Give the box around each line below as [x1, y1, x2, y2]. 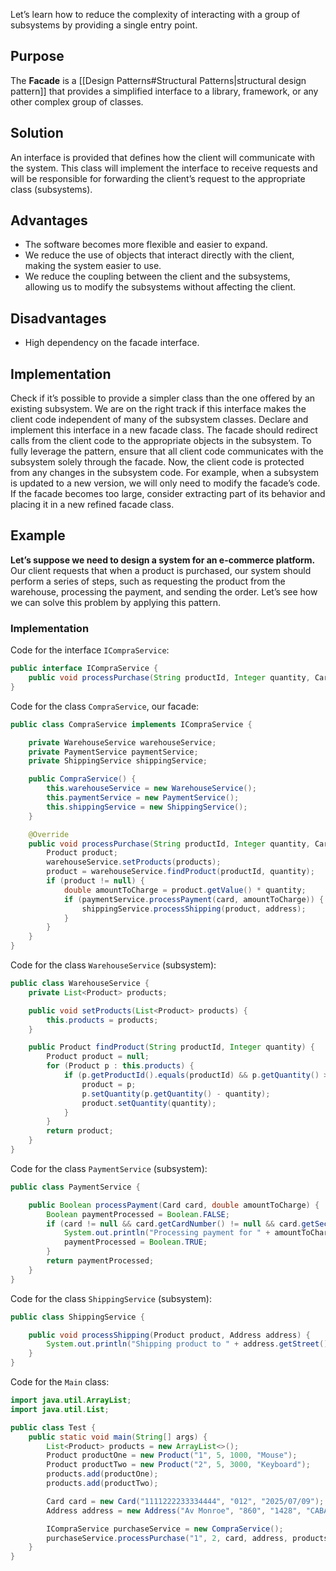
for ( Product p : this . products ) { [46, 1061, 195, 1071]
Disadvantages [10, 310, 107, 327]
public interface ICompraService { [10, 664, 159, 674]
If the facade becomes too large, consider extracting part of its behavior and [10, 488, 326, 500]
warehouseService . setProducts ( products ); [46, 857, 222, 868]
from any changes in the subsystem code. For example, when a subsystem [10, 467, 320, 479]
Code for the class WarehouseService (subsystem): [10, 959, 217, 971]
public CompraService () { [28, 774, 137, 784]
